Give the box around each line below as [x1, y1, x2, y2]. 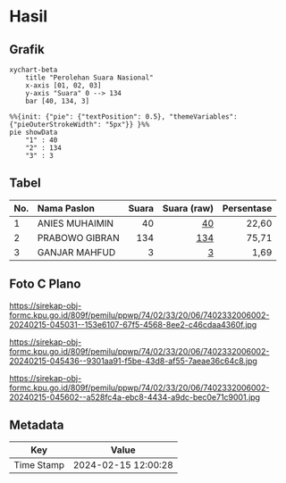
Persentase [222, 202, 273, 214]
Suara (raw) [162, 202, 214, 214]
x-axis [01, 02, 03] [25, 81, 102, 90]
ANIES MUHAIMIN [37, 217, 114, 229]
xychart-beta [9, 65, 58, 74]
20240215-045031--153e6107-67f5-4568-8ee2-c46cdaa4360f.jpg [9, 319, 257, 329]
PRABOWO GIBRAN [37, 231, 120, 244]
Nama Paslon [37, 202, 96, 214]
